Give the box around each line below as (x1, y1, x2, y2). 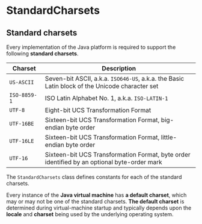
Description (102, 64, 136, 72)
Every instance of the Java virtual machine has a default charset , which (6, 191, 187, 199)
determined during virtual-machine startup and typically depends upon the (6, 204, 192, 211)
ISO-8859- (9, 92, 37, 98)
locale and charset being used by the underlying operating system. (6, 211, 174, 217)
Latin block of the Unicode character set (44, 82, 159, 90)
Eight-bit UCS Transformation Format (44, 106, 151, 114)
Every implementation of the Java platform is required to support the (6, 43, 176, 51)
